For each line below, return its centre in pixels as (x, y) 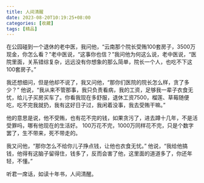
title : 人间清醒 (25, 12)
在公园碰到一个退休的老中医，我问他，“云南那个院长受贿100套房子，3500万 (101, 47)
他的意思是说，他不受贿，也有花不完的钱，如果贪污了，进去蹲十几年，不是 (99, 118)
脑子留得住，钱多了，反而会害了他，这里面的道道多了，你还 (112, 154)
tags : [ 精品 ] (22, 29)
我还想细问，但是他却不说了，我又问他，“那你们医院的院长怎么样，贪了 (95, 82)
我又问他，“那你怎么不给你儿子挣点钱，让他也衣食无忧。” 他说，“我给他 (94, 146)
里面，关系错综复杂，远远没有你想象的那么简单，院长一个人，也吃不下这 (102, 62)
